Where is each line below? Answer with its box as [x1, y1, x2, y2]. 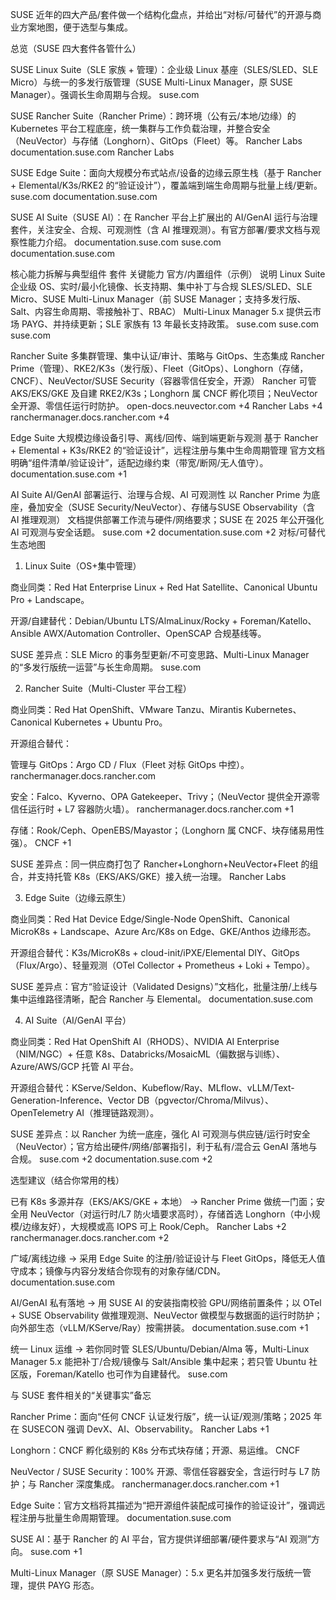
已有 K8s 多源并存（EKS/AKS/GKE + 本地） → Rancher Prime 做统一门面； [10, 1196, 317, 1207]
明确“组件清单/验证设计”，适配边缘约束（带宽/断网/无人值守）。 [10, 457, 269, 468]
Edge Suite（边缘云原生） [24, 892, 132, 903]
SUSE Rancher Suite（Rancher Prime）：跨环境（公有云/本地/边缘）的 [10, 110, 297, 122]
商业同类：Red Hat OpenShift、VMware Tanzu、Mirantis [10, 704, 243, 715]
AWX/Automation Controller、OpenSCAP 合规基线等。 [43, 628, 267, 639]
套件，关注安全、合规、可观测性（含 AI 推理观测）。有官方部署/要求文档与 [10, 224, 312, 235]
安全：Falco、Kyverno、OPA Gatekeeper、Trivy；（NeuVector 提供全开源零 [10, 791, 320, 802]
